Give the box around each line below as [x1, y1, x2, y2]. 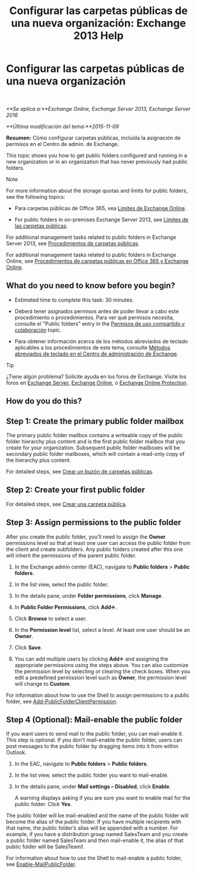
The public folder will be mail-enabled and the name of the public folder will [6, 812, 189, 819]
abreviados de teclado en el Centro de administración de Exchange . [14, 350, 179, 357]
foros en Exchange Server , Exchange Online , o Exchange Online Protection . [6, 379, 188, 386]
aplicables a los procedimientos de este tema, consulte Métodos [14, 344, 171, 351]
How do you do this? [6, 396, 82, 406]
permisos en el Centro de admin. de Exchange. [6, 140, 120, 147]
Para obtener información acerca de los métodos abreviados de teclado [14, 337, 188, 344]
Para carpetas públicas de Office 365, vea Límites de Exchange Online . [14, 204, 186, 212]
